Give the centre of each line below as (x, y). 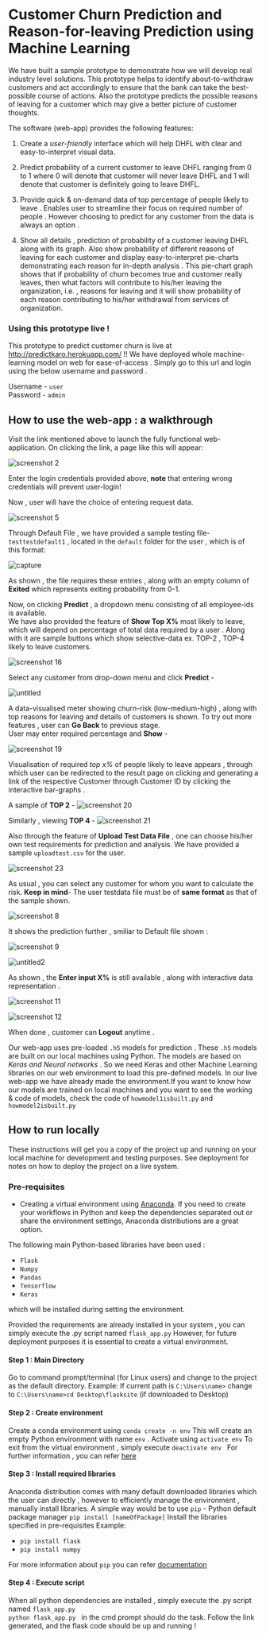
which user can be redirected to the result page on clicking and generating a (133, 773)
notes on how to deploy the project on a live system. (94, 1166)
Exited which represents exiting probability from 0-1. (94, 589)
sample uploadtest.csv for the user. (67, 853)
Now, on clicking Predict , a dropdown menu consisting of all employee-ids (131, 605)
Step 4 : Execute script (46, 1582)
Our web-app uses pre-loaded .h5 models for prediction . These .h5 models (133, 1047)
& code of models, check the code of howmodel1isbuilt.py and (110, 1098)
